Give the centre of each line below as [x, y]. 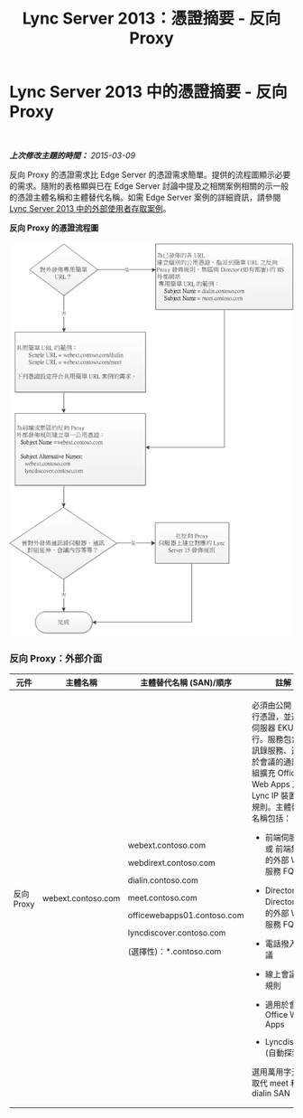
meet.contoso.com [162, 897]
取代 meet [270, 1083]
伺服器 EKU [272, 728]
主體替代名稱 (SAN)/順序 [186, 682]
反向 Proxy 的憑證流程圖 [54, 228]
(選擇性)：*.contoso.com [174, 951]
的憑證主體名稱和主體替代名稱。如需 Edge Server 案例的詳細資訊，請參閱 [145, 197]
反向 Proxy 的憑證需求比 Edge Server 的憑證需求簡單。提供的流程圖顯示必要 [150, 174]
